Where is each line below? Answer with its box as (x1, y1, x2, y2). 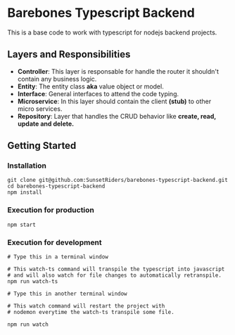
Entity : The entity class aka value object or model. (17, 82, 164, 91)
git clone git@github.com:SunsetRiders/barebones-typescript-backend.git (7, 177, 229, 184)
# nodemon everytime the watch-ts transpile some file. (7, 309, 174, 316)
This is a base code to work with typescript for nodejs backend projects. (7, 28, 217, 37)
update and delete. (17, 119, 75, 128)
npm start (7, 221, 37, 228)
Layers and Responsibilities (7, 48, 131, 60)
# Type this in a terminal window (7, 254, 109, 261)
